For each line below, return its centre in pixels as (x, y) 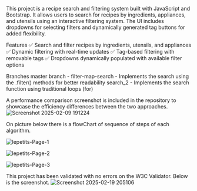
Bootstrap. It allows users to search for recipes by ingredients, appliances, (96, 15)
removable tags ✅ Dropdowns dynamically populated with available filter (94, 58)
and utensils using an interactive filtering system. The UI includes (85, 21)
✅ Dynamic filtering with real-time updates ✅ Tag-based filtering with (90, 52)
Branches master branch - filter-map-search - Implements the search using (98, 76)
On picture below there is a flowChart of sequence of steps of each (88, 124)
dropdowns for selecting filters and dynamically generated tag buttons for (96, 27)
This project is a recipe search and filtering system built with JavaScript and (98, 9)
